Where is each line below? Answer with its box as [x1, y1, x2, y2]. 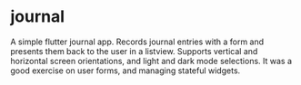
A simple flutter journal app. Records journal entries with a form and [10, 36, 265, 47]
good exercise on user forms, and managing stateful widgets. [10, 65, 241, 76]
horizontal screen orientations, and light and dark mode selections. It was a [10, 55, 293, 66]
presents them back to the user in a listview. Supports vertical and [10, 45, 258, 56]
